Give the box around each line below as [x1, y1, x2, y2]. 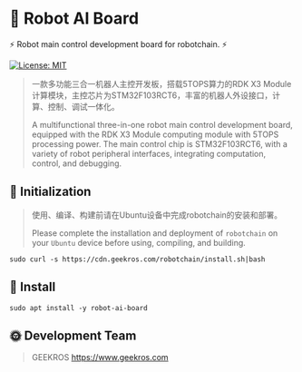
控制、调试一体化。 [47, 101, 120, 112]
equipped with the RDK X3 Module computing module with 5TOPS [31, 129, 279, 140]
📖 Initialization [9, 184, 92, 200]
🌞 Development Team [9, 328, 137, 343]
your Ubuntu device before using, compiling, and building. [31, 237, 247, 248]
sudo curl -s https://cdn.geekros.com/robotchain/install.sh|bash [9, 254, 266, 264]
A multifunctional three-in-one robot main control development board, [31, 119, 293, 130]
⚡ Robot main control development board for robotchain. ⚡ [9, 38, 228, 49]
